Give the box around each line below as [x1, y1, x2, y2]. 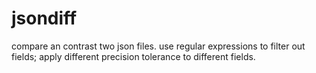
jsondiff [11, 7, 78, 30]
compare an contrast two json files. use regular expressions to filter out [11, 40, 306, 52]
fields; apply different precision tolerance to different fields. [11, 50, 256, 62]
